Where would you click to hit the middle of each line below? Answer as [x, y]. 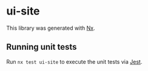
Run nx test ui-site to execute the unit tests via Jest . [74, 61]
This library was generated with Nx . [51, 28]
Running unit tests [42, 47]
